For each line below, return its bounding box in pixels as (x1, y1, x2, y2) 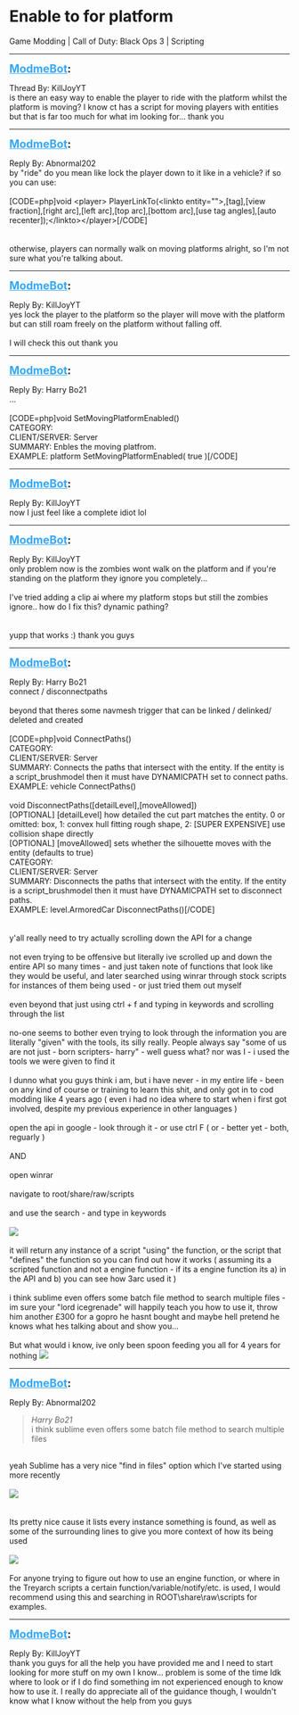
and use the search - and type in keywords (9, 1207, 166, 1218)
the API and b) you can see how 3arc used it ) (9, 1273, 177, 1284)
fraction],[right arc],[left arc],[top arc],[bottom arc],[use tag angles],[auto (9, 205, 277, 216)
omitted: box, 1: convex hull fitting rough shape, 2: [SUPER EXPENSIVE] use (9, 818, 287, 829)
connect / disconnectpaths (9, 685, 109, 697)
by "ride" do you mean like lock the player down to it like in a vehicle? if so (9, 167, 282, 178)
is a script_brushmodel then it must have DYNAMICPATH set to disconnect (9, 885, 283, 896)
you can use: (9, 177, 57, 187)
